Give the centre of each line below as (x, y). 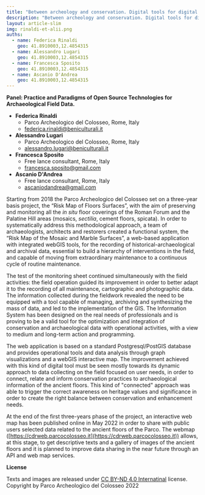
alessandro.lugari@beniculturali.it (66, 148)
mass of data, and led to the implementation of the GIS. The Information (96, 309)
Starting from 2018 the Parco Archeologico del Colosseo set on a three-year (102, 199)
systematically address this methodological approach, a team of (87, 225)
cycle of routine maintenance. (44, 264)
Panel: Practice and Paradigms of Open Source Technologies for (89, 98)
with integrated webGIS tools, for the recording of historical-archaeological (101, 244)
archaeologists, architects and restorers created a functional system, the (98, 232)
